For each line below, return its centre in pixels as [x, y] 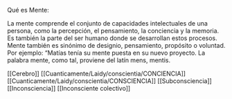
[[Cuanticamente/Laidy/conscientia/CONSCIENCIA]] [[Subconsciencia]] [110, 81]
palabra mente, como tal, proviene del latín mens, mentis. [89, 60]
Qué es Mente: [28, 10]
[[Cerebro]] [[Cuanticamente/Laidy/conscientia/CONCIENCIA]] [96, 73]
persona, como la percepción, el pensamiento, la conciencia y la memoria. [113, 31]
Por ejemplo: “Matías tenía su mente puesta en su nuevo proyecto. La [106, 53]
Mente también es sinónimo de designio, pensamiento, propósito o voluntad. [116, 45]
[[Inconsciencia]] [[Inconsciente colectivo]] [69, 88]
